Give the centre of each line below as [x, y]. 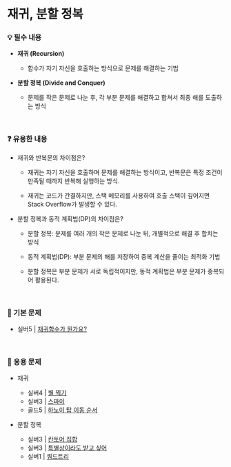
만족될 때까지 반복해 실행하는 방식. [73, 180]
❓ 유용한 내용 [27, 139]
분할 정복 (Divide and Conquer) [61, 83]
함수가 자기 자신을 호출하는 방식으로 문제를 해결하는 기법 [103, 68]
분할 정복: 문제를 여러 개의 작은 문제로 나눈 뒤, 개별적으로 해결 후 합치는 [123, 233]
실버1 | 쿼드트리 [48, 457]
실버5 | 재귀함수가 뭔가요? [52, 329]
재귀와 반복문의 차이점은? [51, 157]
